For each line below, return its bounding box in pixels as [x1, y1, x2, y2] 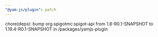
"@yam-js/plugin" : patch [5, 7, 56, 12]
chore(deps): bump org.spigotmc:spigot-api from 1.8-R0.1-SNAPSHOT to [5, 21, 154, 27]
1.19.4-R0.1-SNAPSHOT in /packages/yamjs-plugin [5, 26, 108, 32]
